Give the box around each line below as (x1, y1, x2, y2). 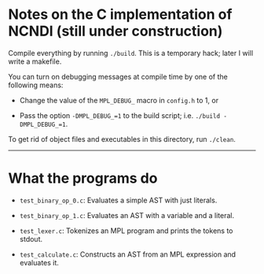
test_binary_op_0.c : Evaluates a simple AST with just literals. (19, 195, 218, 205)
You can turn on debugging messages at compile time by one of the (8, 72, 228, 81)
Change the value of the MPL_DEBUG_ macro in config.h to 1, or (19, 95, 218, 105)
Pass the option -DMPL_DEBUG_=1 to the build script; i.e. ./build (19, 110, 221, 120)
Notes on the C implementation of (8, 6, 233, 24)
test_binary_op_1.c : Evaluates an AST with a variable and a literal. (19, 210, 234, 220)
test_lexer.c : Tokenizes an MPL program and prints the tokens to (19, 226, 233, 235)
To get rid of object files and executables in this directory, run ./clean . (8, 134, 236, 143)
